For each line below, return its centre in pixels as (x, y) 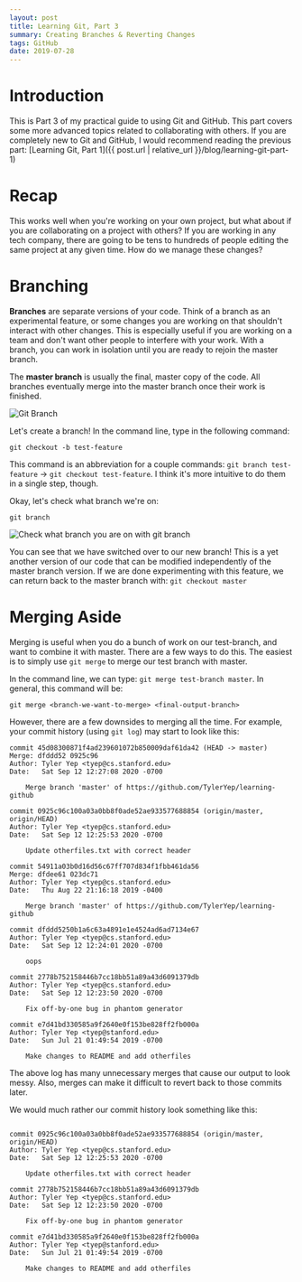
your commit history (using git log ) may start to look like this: (124, 731)
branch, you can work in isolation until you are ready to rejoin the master (144, 350)
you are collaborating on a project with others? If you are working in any (143, 230)
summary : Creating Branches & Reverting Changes (102, 34)
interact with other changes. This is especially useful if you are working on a (151, 330)
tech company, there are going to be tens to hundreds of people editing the (149, 240)
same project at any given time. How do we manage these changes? (136, 250)
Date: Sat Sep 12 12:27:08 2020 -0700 (87, 772)
